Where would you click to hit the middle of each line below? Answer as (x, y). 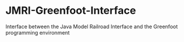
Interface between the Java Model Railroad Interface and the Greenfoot (92, 26)
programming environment (38, 32)
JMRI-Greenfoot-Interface (71, 11)
